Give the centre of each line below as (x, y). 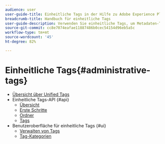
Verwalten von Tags (40, 131)
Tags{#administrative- (103, 70)
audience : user (21, 10)
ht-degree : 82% (21, 42)
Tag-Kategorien (35, 136)
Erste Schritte (33, 110)
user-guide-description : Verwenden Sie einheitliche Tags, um (70, 23)
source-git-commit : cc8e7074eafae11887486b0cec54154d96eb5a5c (70, 28)
